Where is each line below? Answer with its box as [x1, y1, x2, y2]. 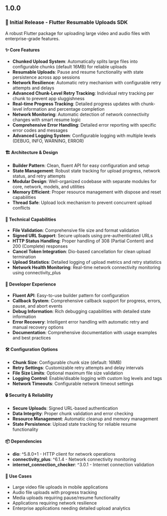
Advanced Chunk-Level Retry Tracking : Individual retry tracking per [12, 90, 154, 96]
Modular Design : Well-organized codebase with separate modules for [12, 178, 157, 184]
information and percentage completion [23, 106, 105, 112]
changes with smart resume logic [12, 117, 81, 123]
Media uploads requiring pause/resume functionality [12, 495, 121, 501]
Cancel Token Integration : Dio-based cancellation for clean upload [12, 249, 151, 255]
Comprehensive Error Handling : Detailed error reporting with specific [12, 122, 157, 128]
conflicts [12, 205, 31, 211]
